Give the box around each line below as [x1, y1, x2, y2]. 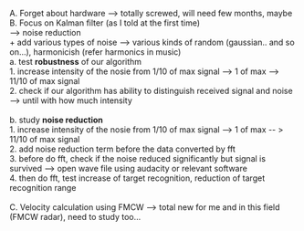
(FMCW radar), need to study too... [9, 212, 142, 222]
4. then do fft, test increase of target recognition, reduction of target [9, 173, 266, 184]
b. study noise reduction [9, 114, 103, 125]
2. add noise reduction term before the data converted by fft [9, 143, 236, 154]
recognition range [9, 183, 77, 193]
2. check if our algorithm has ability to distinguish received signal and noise [9, 86, 294, 96]
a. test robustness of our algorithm [9, 57, 142, 67]
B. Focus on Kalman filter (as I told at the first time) [9, 17, 201, 28]
